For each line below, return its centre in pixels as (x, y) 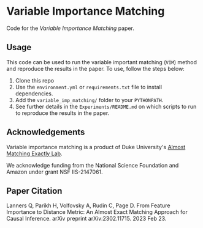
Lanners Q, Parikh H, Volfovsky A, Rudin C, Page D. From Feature (88, 205)
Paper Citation (34, 191)
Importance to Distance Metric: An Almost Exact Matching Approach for (97, 212)
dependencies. (34, 94)
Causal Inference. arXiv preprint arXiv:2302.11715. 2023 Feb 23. (86, 219)
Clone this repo (34, 80)
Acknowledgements (46, 132)
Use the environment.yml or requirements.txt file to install (89, 87)
